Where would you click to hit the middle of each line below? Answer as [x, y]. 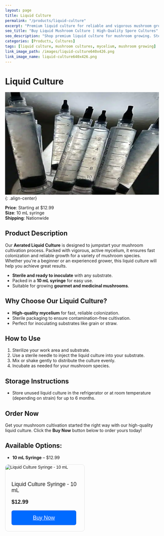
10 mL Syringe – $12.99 [36, 457]
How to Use [23, 339]
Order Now [22, 413]
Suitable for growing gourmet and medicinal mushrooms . [71, 286]
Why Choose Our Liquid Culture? [56, 301]
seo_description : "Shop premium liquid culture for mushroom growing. [78, 36]
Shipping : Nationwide [27, 218]
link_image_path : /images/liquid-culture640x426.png [60, 51]
